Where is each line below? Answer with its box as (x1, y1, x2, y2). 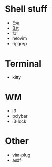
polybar (12, 113, 28, 119)
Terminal (5, 58, 42, 69)
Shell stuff (5, 3, 48, 15)
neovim (12, 35, 27, 41)
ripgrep (12, 40, 27, 46)
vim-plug (12, 152, 31, 158)
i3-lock (12, 118, 27, 124)
